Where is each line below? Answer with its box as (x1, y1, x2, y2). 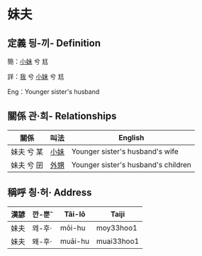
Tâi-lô (64, 209, 86, 219)
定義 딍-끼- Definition (7, 37, 101, 49)
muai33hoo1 (96, 236, 140, 246)
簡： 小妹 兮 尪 (7, 58, 48, 65)
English (118, 132, 145, 142)
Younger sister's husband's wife (71, 146, 179, 156)
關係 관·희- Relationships (7, 110, 117, 122)
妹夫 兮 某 (11, 146, 44, 156)
